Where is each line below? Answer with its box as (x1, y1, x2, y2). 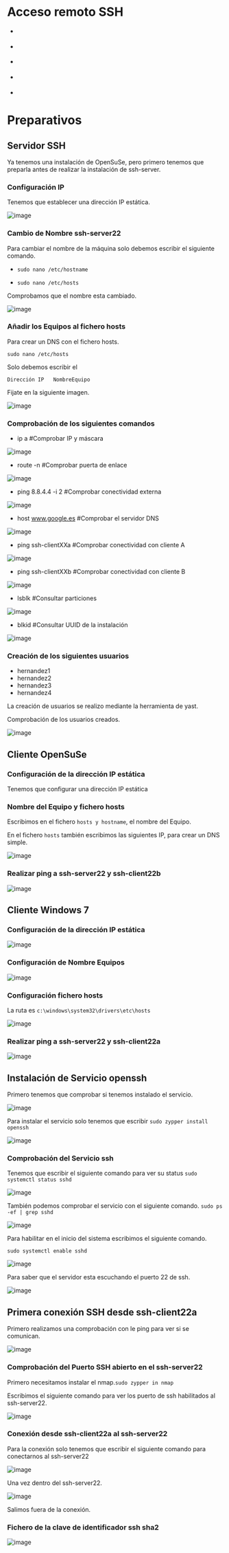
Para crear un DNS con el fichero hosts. (7, 338, 119, 346)
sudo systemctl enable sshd (7, 1248, 88, 1255)
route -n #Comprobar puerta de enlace (16, 461, 128, 470)
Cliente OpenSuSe (7, 749, 87, 760)
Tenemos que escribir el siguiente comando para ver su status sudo (7, 1169, 197, 1178)
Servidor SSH (7, 140, 67, 151)
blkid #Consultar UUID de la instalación (16, 621, 128, 629)
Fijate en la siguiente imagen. (7, 388, 90, 396)
